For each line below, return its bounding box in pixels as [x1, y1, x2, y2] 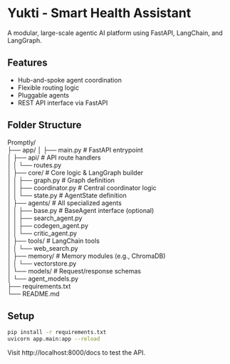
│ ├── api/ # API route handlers [7, 153, 101, 162]
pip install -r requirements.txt [7, 329, 107, 336]
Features [7, 57, 48, 69]
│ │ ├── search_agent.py [7, 214, 83, 222]
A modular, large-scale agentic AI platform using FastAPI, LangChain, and [7, 28, 223, 37]
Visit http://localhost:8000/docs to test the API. [7, 348, 146, 357]
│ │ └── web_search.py [7, 244, 78, 252]
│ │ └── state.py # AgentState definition [7, 191, 127, 199]
